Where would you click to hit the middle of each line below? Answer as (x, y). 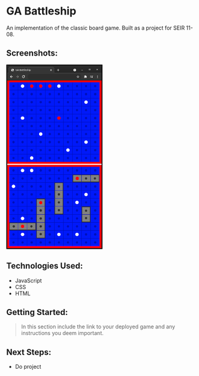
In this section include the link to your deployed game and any (98, 327)
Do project (28, 367)
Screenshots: (32, 53)
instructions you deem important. (62, 333)
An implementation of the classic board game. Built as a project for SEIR (96, 28)
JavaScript (28, 280)
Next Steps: (29, 352)
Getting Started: (37, 312)
